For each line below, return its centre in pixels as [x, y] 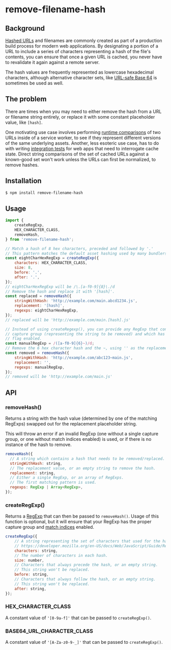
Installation [23, 181]
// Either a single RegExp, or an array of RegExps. [67, 478]
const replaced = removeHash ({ [38, 296]
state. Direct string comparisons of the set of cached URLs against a [77, 154]
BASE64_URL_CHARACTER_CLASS [49, 631]
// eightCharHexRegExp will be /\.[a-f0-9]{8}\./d [60, 287]
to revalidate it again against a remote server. [53, 62]
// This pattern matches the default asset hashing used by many [76, 253]
